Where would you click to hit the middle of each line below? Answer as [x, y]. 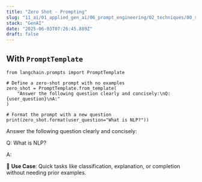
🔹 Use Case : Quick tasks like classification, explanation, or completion [93, 166]
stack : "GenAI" [25, 23]
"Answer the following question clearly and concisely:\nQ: [94, 93]
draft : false [23, 34]
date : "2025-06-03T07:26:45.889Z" [50, 29]
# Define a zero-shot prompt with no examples [66, 83]
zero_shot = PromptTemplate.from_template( [62, 88]
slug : [13, 17]
